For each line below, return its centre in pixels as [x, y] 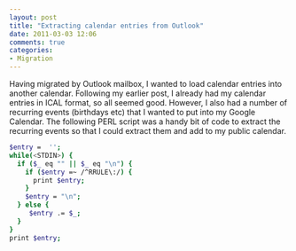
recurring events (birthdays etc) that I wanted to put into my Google [132, 112]
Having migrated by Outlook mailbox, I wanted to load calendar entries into [145, 84]
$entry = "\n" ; [53, 197]
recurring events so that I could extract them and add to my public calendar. [148, 131]
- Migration [31, 59]
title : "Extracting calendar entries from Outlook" [106, 26]
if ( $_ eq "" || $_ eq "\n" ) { [75, 164]
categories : [31, 51]
